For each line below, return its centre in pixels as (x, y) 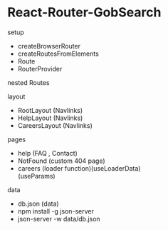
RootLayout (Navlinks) (50, 110)
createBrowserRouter (49, 46)
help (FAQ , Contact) (48, 153)
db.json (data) (38, 204)
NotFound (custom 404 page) (61, 161)
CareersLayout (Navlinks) (55, 125)
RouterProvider (40, 69)
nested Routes (28, 82)
